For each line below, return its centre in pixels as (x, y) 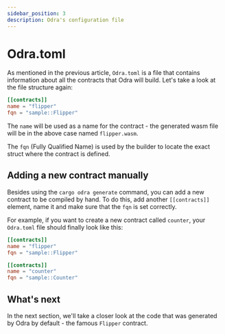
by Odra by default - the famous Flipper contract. (78, 323)
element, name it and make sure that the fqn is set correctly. (92, 206)
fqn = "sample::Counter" (43, 278)
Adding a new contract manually (78, 176)
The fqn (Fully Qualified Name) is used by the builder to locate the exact (109, 147)
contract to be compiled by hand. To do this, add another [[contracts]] (108, 199)
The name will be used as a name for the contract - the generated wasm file (113, 126)
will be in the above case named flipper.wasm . (73, 133)
